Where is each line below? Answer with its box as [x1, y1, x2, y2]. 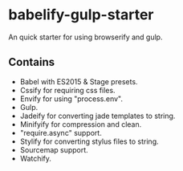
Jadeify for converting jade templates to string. [19, 111, 176, 120]
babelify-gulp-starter [8, 6, 154, 24]
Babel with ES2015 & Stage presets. [19, 76, 138, 86]
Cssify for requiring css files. [19, 85, 116, 95]
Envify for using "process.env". [19, 94, 123, 104]
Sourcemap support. [19, 145, 88, 154]
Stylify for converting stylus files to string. [19, 136, 159, 146]
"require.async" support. [19, 128, 102, 137]
